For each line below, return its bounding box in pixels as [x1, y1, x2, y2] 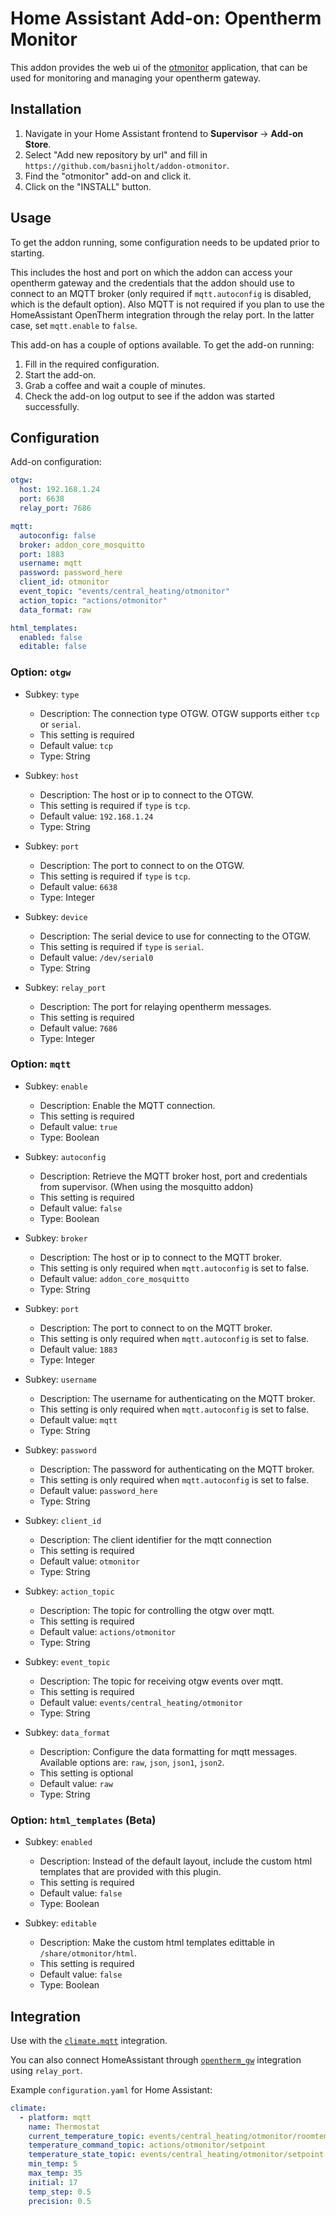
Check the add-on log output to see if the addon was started [24, 390, 275, 402]
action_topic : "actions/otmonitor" [19, 595, 168, 606]
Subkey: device [24, 910, 88, 922]
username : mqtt [19, 558, 83, 569]
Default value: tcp [39, 739, 114, 751]
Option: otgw [10, 665, 72, 679]
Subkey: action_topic [24, 1585, 115, 1597]
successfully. [24, 400, 80, 412]
